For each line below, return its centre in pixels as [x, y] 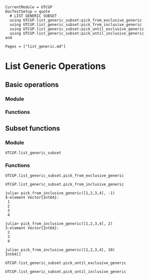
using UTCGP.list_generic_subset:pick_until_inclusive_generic [77, 33]
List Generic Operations [55, 66]
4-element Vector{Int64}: [32, 198]
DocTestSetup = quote [28, 11]
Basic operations [32, 85]
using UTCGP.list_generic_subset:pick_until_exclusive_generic [77, 29]
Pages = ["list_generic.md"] [35, 46]
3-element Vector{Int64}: [32, 228]
